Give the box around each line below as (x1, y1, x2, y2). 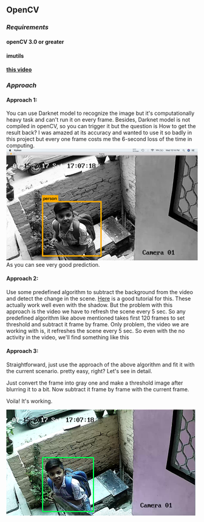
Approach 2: (6, 275, 39, 282)
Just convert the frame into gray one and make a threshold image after (6, 379, 183, 386)
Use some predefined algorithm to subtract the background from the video (6, 288, 193, 295)
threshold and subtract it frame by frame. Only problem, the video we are (6, 320, 189, 328)
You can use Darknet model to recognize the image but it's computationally (6, 109, 195, 117)
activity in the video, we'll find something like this (6, 334, 129, 341)
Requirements (6, 23, 49, 32)
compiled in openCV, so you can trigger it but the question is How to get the (6, 123, 196, 130)
